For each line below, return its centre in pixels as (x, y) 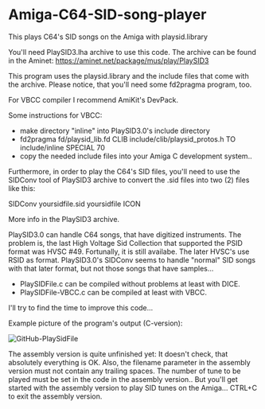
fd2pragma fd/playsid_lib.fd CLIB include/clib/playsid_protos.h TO (128, 139)
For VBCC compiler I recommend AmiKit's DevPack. (94, 99)
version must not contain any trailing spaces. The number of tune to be (125, 371)
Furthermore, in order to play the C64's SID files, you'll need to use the (124, 171)
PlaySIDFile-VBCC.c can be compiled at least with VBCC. (113, 292)
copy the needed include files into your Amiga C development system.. (136, 156)
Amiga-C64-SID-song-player (107, 15)
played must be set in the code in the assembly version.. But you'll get (123, 379)
